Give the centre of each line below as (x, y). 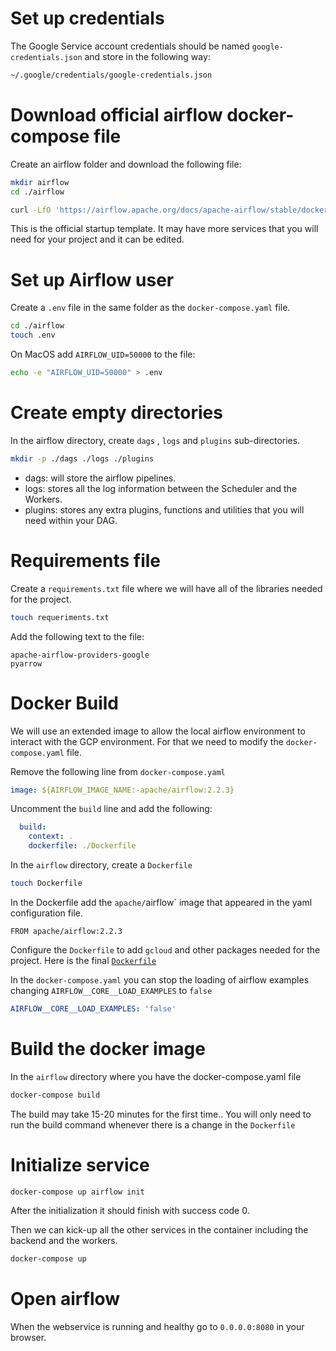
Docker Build (64, 703)
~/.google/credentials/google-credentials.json (111, 75)
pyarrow (26, 663)
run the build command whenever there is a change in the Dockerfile (153, 1124)
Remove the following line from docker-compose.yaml (118, 771)
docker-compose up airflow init (77, 1192)
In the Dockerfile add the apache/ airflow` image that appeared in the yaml (161, 902)
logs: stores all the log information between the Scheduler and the (161, 488)
